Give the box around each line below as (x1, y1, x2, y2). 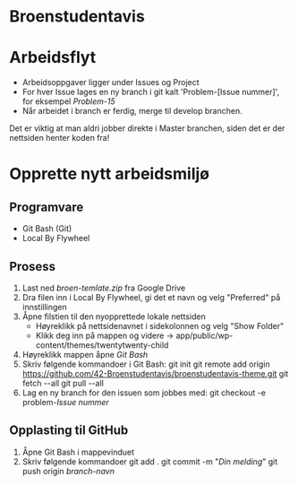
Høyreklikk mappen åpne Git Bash (21, 349, 149, 359)
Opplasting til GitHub (9, 423, 129, 438)
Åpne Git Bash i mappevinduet (21, 446, 134, 457)
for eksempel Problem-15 (21, 96, 116, 107)
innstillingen (21, 301, 67, 312)
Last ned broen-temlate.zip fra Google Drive (21, 282, 186, 293)
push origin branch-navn (21, 465, 115, 476)
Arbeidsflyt (9, 48, 97, 68)
